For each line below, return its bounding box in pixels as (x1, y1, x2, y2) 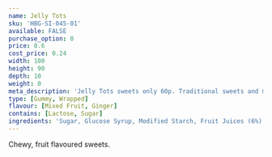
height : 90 (8, 65, 45, 73)
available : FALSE (8, 27, 67, 35)
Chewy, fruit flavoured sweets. (8, 139, 111, 149)
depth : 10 (8, 72, 42, 80)
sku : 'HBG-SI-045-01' (8, 19, 82, 28)
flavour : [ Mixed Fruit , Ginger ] (8, 102, 117, 110)
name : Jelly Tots (8, 11, 67, 20)
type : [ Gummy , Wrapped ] (8, 95, 89, 103)
